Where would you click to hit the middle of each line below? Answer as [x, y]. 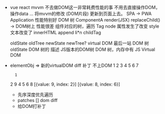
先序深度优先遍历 [35, 95]
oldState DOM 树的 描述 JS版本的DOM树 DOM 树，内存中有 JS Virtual [82, 49]
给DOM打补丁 [32, 106]
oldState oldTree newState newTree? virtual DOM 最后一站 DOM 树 [79, 43]
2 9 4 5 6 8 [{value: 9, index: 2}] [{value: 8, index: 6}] [65, 84]
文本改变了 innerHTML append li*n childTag [56, 32]
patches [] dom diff [38, 100]
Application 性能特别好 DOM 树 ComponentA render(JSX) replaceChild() [85, 20]
